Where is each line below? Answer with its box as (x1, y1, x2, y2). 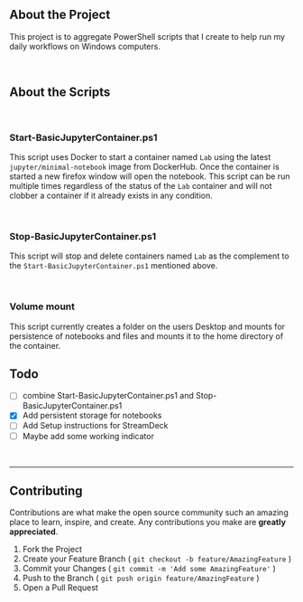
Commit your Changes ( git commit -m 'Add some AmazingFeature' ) (22, 563, 277, 574)
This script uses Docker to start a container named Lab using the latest (9, 151, 271, 162)
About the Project (9, 7, 111, 23)
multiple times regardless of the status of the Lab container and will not (9, 180, 272, 191)
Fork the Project (22, 544, 83, 555)
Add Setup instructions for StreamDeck (22, 420, 169, 431)
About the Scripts (9, 85, 111, 100)
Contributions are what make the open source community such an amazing (9, 507, 289, 518)
